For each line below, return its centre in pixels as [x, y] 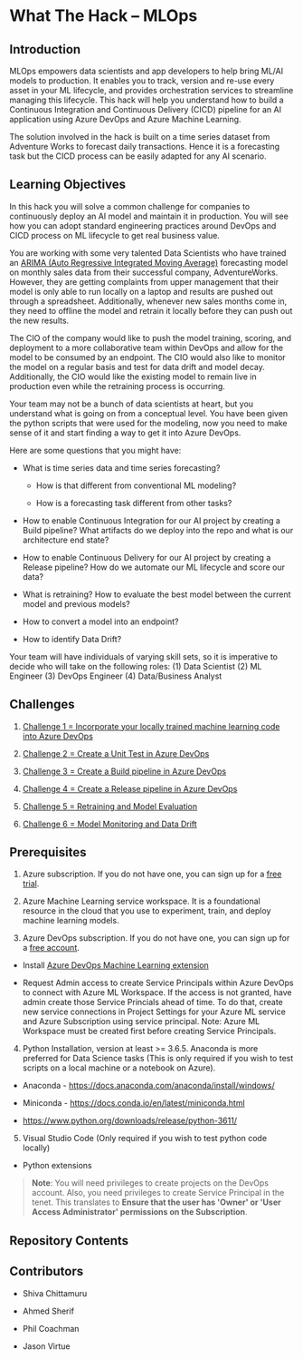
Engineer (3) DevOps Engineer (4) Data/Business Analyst [116, 676]
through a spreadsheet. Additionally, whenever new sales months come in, [148, 301]
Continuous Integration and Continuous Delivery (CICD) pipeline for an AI [146, 109]
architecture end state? [66, 540]
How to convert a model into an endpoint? [100, 621]
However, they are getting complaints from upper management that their [144, 281]
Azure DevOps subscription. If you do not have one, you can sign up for [156, 938]
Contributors [47, 1271]
